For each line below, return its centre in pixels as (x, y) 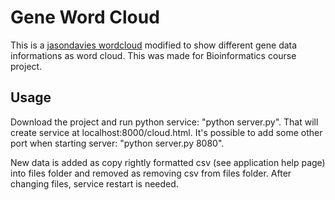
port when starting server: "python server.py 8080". (117, 143)
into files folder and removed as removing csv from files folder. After (151, 173)
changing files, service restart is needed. (94, 183)
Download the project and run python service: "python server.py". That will (164, 122)
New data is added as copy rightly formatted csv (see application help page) (168, 162)
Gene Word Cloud (85, 17)
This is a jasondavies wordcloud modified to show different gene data (154, 45)
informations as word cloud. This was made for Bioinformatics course (153, 55)
